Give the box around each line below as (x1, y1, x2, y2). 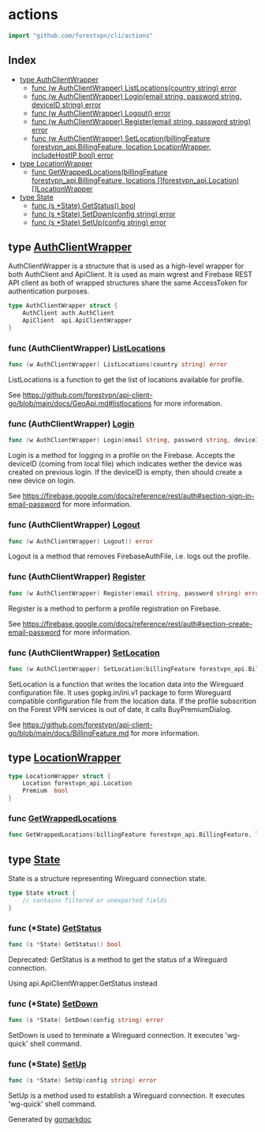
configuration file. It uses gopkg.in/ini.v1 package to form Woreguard (8, 687, 231, 697)
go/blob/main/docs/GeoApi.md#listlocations (8, 399, 152, 408)
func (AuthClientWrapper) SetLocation (8, 647, 160, 658)
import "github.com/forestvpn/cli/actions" (8, 32, 154, 40)
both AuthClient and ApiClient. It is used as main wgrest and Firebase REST (8, 270, 253, 279)
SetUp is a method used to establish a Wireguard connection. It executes (8, 1091, 245, 1100)
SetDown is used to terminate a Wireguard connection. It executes (8, 1031, 224, 1040)
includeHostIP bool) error (31, 150, 114, 160)
